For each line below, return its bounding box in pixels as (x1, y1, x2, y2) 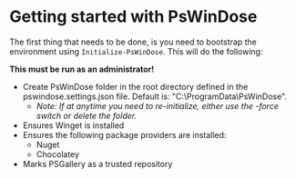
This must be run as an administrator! (9, 64, 155, 74)
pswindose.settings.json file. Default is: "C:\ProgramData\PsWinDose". (22, 91, 288, 102)
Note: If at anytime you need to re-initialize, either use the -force (36, 100, 280, 111)
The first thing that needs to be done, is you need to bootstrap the (9, 36, 257, 47)
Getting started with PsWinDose (9, 6, 258, 27)
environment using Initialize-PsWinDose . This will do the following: (9, 45, 263, 56)
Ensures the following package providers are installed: (22, 129, 227, 140)
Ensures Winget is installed (22, 120, 125, 131)
